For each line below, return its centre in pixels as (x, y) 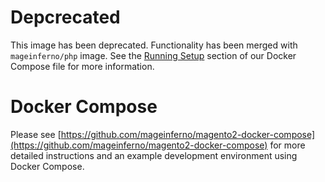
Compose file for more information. (82, 66)
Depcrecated (65, 17)
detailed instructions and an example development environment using (154, 155)
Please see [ (36, 134)
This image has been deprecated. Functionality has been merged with (154, 45)
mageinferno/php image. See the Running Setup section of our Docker (153, 55)
